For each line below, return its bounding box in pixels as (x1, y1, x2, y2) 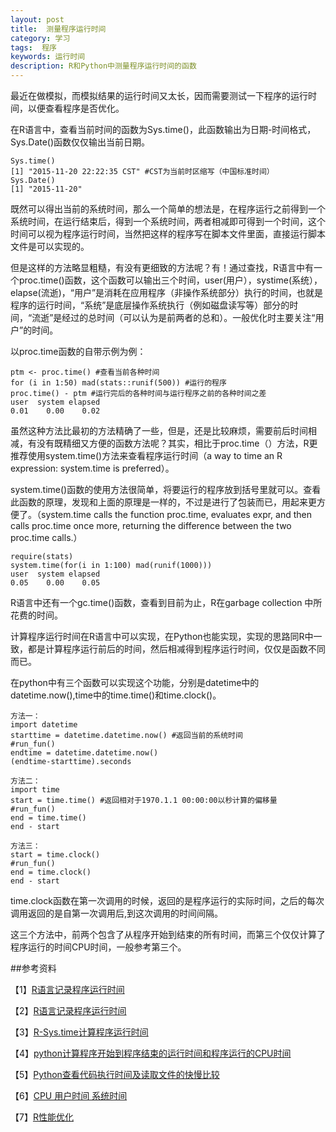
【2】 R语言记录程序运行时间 (10, 1005, 127, 1016)
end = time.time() (10, 813, 87, 823)
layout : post (10, 14, 65, 25)
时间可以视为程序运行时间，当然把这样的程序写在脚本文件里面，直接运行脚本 (10, 228, 326, 240)
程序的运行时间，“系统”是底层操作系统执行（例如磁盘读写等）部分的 (10, 299, 290, 311)
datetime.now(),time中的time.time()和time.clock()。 (10, 689, 222, 701)
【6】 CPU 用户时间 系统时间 (10, 1090, 128, 1101)
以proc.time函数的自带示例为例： (10, 346, 147, 357)
